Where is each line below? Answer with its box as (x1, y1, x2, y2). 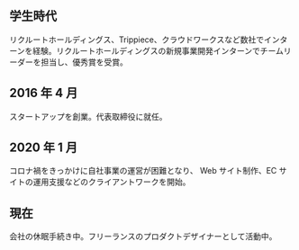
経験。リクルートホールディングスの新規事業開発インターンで (32, 45, 261, 56)
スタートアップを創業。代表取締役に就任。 (9, 111, 168, 121)
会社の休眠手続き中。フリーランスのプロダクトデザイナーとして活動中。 (9, 231, 277, 242)
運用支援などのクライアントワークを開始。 (32, 176, 191, 187)
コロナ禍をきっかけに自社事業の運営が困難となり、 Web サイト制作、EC (9, 165, 277, 176)
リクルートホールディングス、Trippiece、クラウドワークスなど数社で (9, 34, 265, 45)
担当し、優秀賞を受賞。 (40, 57, 128, 67)
